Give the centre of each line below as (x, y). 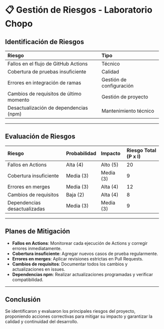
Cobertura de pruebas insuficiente (47, 72)
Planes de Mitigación (38, 231)
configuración (118, 86)
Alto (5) (110, 164)
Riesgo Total (141, 150)
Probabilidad (81, 153)
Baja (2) (75, 194)
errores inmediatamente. (37, 248)
